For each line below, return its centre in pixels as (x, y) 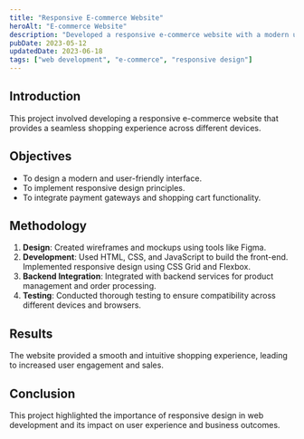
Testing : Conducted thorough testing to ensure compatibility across (149, 296)
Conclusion (43, 393)
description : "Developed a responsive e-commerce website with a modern (149, 34)
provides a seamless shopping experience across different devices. (135, 128)
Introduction (45, 96)
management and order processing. (89, 286)
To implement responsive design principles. (104, 187)
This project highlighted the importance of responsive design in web (137, 415)
